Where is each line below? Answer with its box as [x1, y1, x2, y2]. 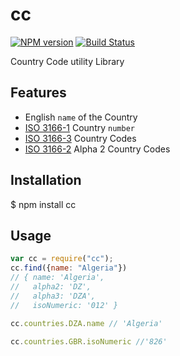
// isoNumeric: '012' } [10, 300, 118, 310]
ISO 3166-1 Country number [24, 121, 135, 133]
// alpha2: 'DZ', [10, 282, 92, 292]
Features [10, 84, 67, 102]
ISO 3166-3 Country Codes [24, 132, 137, 144]
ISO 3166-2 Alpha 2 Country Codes [24, 143, 171, 155]
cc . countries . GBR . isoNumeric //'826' [10, 336, 168, 347]
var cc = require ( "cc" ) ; [10, 254, 114, 264]
